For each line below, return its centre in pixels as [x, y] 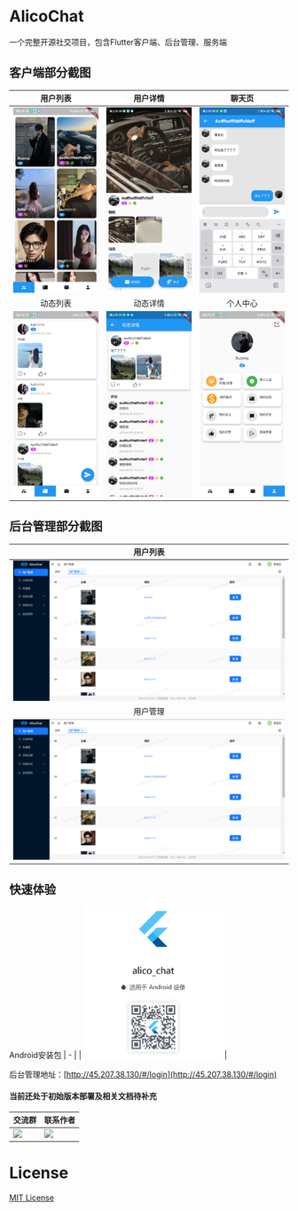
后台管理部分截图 [56, 526]
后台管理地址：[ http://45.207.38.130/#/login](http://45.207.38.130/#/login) [143, 1074]
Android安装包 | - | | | [118, 1056]
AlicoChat [47, 16]
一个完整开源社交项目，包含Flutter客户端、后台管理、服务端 [118, 42]
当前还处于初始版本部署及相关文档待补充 [83, 1096]
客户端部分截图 [50, 73]
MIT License [32, 1198]
